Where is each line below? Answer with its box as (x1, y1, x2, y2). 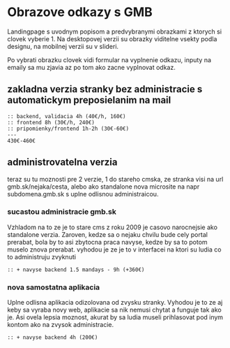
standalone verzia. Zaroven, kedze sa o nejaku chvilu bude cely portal (7, 230, 208, 238)
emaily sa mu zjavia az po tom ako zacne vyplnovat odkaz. (7, 63, 176, 71)
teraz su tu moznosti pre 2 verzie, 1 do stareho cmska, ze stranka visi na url (7, 175, 224, 183)
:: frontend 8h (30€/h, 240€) (7, 119, 95, 126)
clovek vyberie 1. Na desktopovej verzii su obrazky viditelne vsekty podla (7, 34, 217, 43)
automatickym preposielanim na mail (7, 94, 171, 106)
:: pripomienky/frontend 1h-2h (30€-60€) (7, 125, 130, 132)
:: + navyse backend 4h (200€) (7, 334, 98, 341)
